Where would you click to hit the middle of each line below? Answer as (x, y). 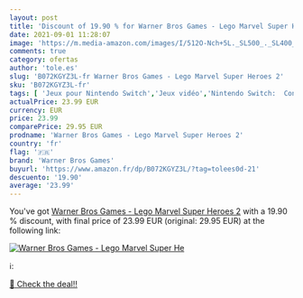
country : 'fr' (36, 144)
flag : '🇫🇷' (32, 152)
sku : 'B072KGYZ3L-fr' (50, 85)
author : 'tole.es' (44, 69)
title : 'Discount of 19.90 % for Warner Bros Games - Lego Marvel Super (149, 26)
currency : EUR (36, 110)
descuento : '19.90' (46, 177)
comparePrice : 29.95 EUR (56, 127)
